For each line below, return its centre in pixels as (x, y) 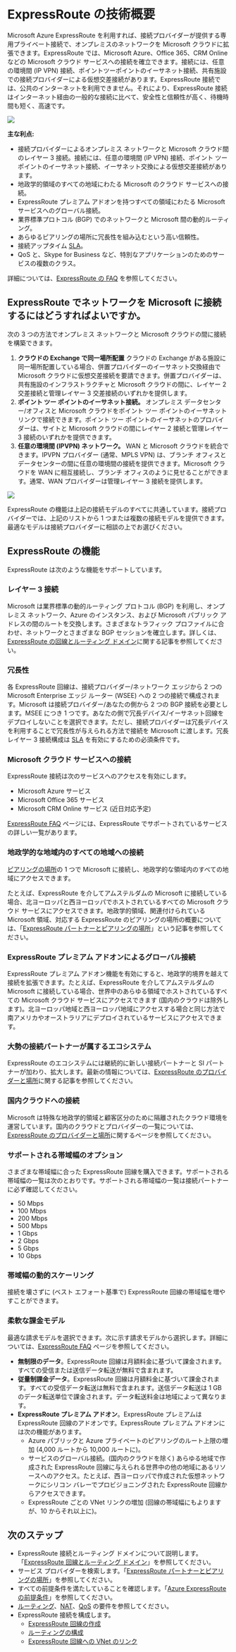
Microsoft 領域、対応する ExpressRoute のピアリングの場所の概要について (114, 919)
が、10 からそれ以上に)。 (64, 1510)
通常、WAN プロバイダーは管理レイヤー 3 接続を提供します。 (118, 481)
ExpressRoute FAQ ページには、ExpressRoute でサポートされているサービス (117, 824)
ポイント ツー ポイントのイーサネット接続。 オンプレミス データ (110, 401)
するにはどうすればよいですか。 (76, 316)
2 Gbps (28, 1241)
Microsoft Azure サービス (54, 791)
